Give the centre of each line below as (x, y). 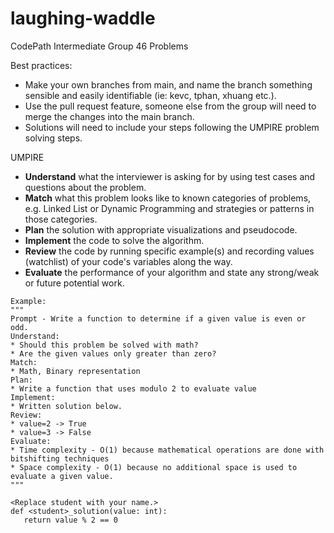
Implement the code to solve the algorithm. (114, 240)
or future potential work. (74, 283)
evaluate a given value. (62, 476)
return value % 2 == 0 (70, 520)
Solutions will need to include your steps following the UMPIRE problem (172, 127)
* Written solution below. (66, 406)
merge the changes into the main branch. (109, 116)
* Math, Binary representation (75, 371)
